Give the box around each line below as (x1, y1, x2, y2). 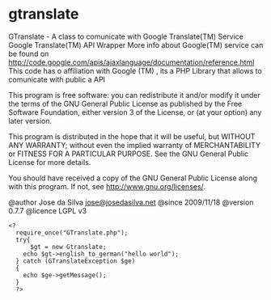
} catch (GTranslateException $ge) (15, 256, 136, 265)
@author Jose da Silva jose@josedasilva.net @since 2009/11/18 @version (8, 197, 254, 207)
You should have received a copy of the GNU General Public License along (8, 173, 257, 183)
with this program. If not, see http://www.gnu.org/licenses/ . (8, 181, 206, 191)
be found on (8, 49, 49, 58)
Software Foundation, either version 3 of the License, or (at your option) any (8, 107, 262, 117)
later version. (8, 116, 53, 125)
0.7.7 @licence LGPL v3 (8, 205, 87, 215)
